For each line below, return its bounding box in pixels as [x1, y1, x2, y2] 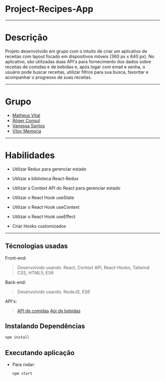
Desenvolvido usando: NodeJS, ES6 [17, 289, 90, 295]
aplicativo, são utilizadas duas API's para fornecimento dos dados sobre [5, 58, 151, 64]
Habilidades [5, 150, 55, 161]
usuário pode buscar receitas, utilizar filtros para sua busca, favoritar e [5, 69, 149, 75]
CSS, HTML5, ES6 [17, 270, 54, 275]
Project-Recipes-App [5, 3, 93, 15]
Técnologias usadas [5, 242, 68, 250]
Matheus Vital [12, 112, 40, 118]
